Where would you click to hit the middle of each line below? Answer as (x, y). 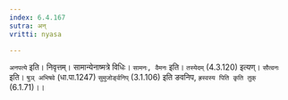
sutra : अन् (28, 26)
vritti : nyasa (36, 34)
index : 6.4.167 (38, 17)
